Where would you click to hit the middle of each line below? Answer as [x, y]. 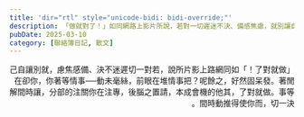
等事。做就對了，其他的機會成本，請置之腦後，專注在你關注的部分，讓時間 [156, 92]
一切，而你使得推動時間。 [239, 103]
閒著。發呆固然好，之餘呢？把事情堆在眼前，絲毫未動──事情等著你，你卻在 [154, 81]
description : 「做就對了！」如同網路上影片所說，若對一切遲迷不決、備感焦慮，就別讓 [150, 26]
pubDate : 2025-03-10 [48, 34]
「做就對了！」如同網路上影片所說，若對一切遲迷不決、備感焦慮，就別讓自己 [152, 69]
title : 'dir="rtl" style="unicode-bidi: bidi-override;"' [121, 18]
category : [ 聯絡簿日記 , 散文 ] [62, 43]
